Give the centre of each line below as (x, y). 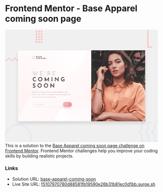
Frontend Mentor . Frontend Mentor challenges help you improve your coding (81, 151)
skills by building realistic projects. (39, 156)
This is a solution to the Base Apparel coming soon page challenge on (75, 145)
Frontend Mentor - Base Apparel (71, 9)
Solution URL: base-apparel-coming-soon (54, 179)
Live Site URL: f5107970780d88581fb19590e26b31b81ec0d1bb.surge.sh (84, 184)
